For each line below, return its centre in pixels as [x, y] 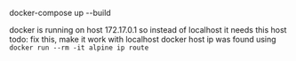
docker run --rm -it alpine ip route [79, 48]
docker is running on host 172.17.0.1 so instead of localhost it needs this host [148, 30]
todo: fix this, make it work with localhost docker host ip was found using [143, 39]
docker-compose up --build [60, 13]
